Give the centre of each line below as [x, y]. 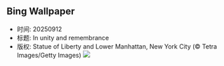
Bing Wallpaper [41, 11]
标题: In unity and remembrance [63, 38]
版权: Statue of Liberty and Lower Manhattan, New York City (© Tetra [117, 46]
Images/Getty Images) [49, 55]
